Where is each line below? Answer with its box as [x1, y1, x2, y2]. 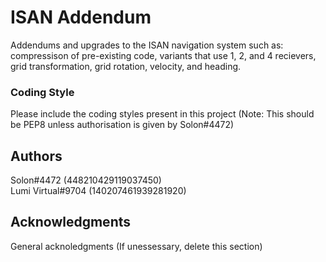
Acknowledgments [10, 214, 132, 231]
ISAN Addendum [10, 6, 152, 29]
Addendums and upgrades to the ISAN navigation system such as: [10, 39, 284, 51]
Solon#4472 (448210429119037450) [10, 174, 162, 186]
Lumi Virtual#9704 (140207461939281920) [10, 185, 187, 197]
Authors [10, 147, 63, 165]
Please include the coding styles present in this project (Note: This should [10, 108, 315, 120]
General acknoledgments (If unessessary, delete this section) [10, 240, 263, 252]
